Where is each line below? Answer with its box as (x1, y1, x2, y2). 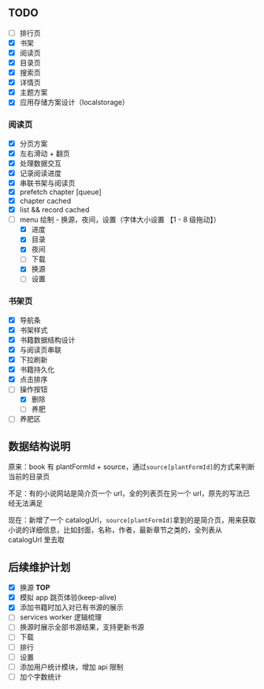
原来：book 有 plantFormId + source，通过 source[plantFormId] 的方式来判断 (8, 462, 255, 472)
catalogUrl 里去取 (8, 535, 65, 545)
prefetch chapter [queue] (19, 187, 102, 197)
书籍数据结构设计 (19, 335, 76, 344)
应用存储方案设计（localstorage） (19, 98, 130, 107)
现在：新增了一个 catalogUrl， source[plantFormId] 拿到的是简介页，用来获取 (8, 515, 256, 525)
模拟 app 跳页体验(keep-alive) (19, 593, 117, 602)
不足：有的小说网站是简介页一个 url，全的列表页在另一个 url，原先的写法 (8, 489, 244, 498)
